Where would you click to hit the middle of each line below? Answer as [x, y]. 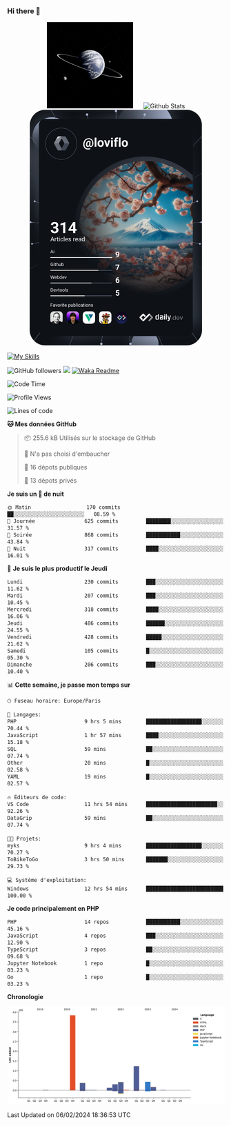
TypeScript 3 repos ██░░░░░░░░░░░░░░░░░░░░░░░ [115, 950]
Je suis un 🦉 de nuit [36, 494]
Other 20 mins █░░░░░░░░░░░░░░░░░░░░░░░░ [115, 763]
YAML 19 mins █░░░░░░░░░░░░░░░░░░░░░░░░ [115, 777]
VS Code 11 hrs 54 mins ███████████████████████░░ [115, 805]
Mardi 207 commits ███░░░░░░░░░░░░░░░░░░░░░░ [115, 596]
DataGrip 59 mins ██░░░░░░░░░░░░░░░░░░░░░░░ [115, 818]
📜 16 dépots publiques [56, 468]
